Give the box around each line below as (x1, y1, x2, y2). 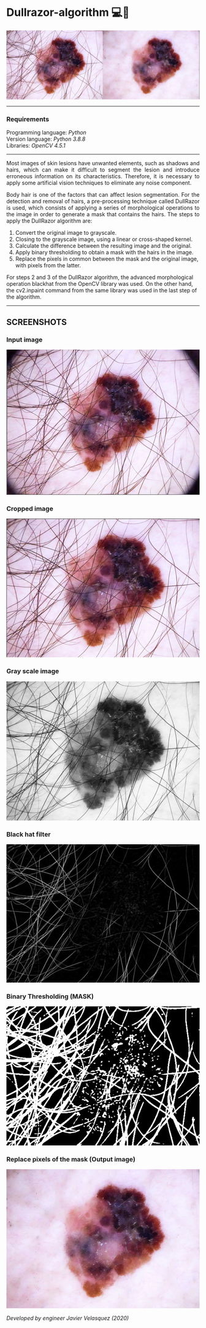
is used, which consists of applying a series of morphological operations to (6, 204, 200, 211)
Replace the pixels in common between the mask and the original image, (15, 255, 199, 262)
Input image (6, 335, 43, 344)
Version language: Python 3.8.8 (6, 135, 86, 143)
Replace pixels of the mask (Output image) (6, 1155, 136, 1163)
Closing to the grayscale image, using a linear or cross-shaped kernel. (15, 235, 193, 243)
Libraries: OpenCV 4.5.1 (6, 142, 66, 149)
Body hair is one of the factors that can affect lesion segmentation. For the (6, 191, 200, 198)
